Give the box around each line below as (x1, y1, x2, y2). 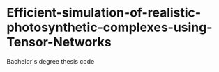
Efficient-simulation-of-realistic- (6, 5, 202, 21)
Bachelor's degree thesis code (6, 57, 95, 65)
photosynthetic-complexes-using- (6, 19, 213, 35)
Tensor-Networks (6, 35, 112, 50)
